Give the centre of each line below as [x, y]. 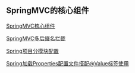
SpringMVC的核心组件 [48, 11]
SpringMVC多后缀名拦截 [36, 38]
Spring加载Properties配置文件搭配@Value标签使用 [67, 63]
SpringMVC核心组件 [31, 26]
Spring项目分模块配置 [33, 51]
